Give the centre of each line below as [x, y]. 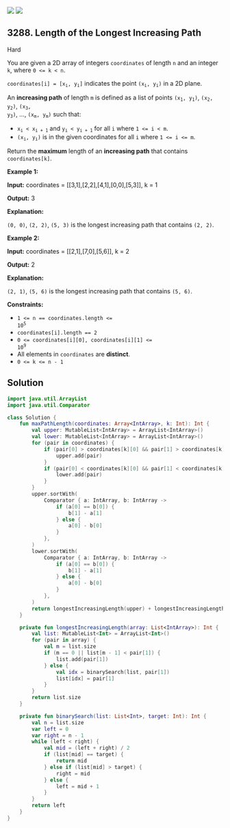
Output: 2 [21, 265]
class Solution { [32, 417]
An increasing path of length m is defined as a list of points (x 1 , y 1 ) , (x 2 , [110, 98]
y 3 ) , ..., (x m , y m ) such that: [44, 114]
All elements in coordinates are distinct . [74, 354]
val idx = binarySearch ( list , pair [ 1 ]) [113, 672]
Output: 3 [21, 198]
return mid [72, 761]
